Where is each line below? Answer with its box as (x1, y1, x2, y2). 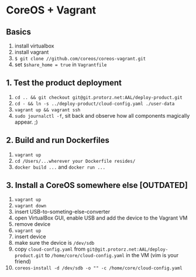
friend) (14, 258, 31, 265)
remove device (14, 221, 51, 228)
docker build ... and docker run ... (14, 163, 106, 170)
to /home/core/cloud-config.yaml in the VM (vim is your (44, 252, 179, 259)
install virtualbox (14, 42, 54, 49)
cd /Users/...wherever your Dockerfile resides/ (14, 158, 136, 164)
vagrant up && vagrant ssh (14, 107, 81, 113)
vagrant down (14, 203, 47, 209)
